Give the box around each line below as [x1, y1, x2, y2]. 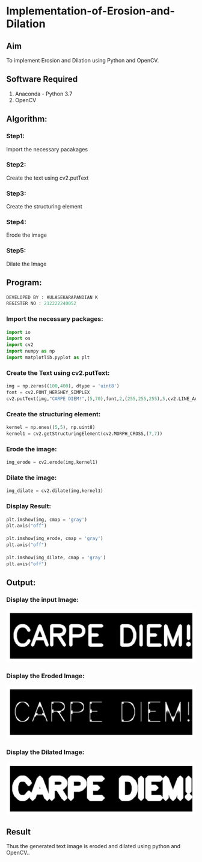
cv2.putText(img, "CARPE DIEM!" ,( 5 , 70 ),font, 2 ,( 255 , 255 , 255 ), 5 [6, 395, 165, 402]
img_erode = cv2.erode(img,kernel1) [6, 460, 98, 466]
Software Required [6, 74, 78, 85]
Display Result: [6, 502, 51, 511]
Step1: [6, 132, 25, 141]
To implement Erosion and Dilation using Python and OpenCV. [6, 57, 159, 64]
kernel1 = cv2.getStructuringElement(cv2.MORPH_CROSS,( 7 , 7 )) [6, 431, 163, 437]
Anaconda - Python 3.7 [14, 90, 73, 97]
